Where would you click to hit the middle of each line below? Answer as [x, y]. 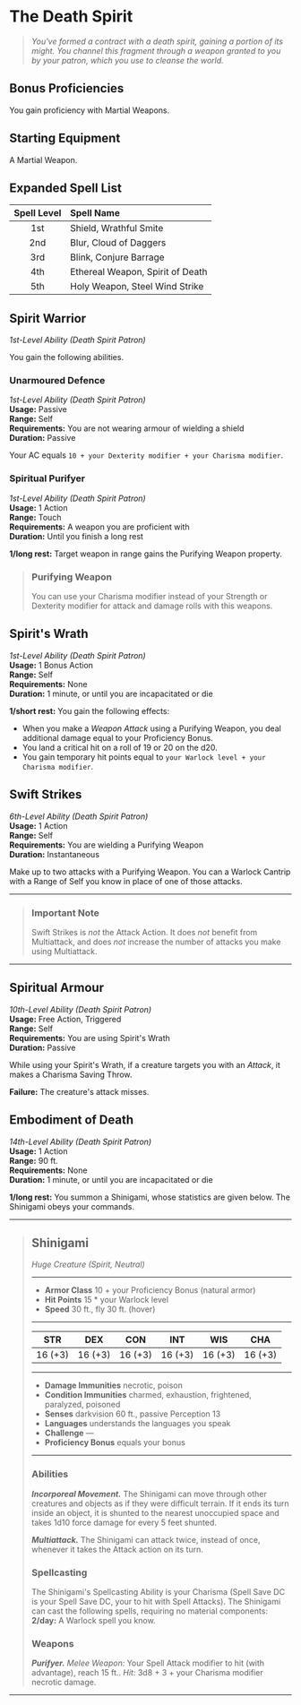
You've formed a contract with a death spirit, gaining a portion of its [157, 41]
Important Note [65, 913]
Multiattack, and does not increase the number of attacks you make [156, 942]
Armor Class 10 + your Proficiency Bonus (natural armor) [150, 1290]
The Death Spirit [71, 17]
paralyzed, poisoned [82, 1405]
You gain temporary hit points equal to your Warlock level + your [144, 757]
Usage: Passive [38, 409]
